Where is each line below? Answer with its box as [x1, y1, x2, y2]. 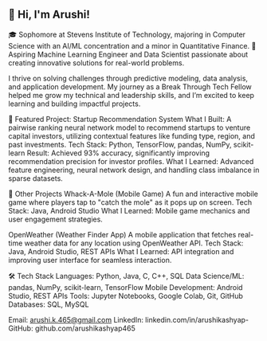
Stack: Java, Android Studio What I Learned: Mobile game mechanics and [8, 206, 250, 215]
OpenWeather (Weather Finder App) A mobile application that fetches [8, 229, 237, 239]
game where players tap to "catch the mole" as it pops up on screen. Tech [8, 197, 253, 207]
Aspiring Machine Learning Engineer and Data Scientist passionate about [8, 49, 249, 59]
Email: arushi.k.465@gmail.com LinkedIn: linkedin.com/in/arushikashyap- [8, 315, 249, 324]
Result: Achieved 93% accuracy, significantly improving [26, 148, 210, 158]
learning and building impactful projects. [8, 99, 141, 108]
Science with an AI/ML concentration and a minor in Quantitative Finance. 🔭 [8, 41, 257, 50]
